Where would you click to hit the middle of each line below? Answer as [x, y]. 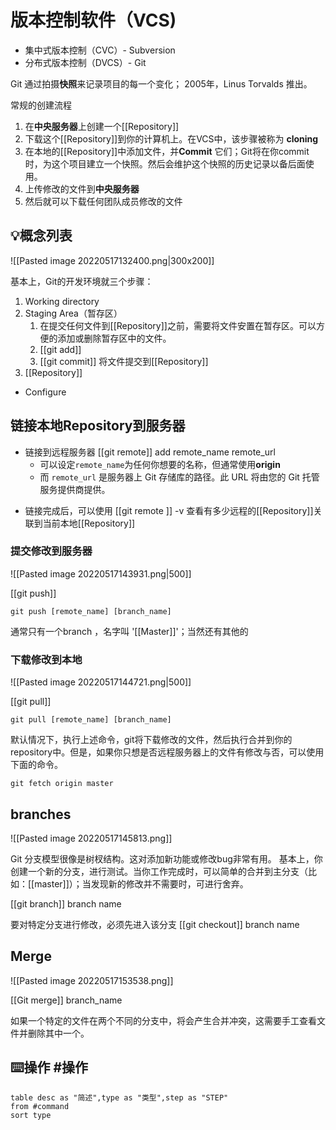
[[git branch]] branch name [66, 903]
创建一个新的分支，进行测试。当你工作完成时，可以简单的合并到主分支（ [159, 871]
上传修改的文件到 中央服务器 [82, 188]
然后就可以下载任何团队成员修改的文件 [103, 201]
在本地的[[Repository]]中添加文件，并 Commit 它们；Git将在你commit [167, 151]
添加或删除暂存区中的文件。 [114, 338]
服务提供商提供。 [75, 489]
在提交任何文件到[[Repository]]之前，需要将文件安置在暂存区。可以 [178, 325]
